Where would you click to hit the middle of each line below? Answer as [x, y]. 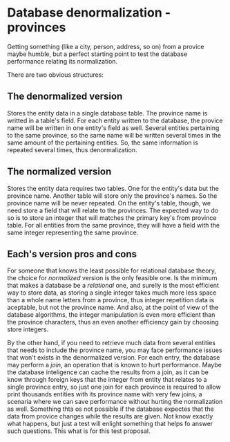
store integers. [28, 329]
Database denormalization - [89, 13]
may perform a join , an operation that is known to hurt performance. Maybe [115, 365]
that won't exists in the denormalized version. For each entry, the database [114, 358]
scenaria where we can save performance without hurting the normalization [115, 402]
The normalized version [59, 172]
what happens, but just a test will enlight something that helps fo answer [110, 424]
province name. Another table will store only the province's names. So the [112, 196]
